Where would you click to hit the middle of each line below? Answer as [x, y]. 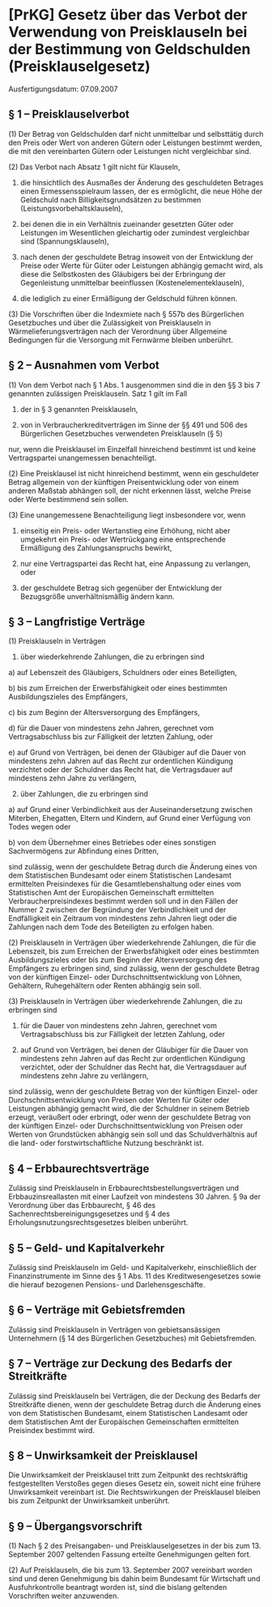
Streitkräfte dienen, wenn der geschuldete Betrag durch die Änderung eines [135, 1404]
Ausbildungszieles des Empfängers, [68, 697]
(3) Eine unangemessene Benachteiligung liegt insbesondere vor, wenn [127, 515]
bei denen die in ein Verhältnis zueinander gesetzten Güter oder [127, 223]
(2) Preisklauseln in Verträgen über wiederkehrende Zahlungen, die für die [132, 943]
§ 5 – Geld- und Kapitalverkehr [87, 1248]
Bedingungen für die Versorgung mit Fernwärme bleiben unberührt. [121, 340]
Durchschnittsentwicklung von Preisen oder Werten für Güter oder [119, 1100]
